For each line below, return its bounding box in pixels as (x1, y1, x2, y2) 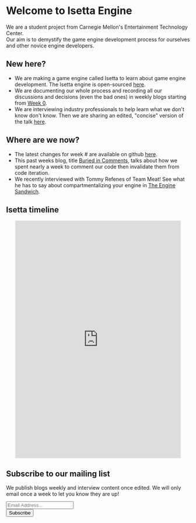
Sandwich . (14, 188, 40, 195)
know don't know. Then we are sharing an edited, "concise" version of (14, 112, 184, 119)
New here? (6, 59, 46, 69)
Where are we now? (6, 135, 80, 145)
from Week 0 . (14, 99, 48, 106)
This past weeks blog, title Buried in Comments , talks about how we (14, 157, 178, 164)
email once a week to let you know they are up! (6, 490, 120, 498)
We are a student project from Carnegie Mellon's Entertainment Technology (6, 23, 188, 30)
